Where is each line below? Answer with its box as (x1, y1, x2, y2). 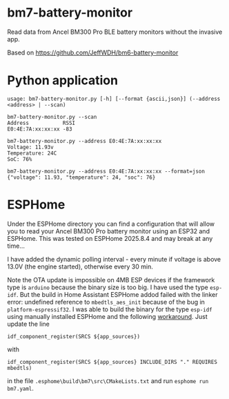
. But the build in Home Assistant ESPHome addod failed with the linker (16, 290, 218, 298)
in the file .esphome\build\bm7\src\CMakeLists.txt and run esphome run (7, 376, 209, 385)
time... (7, 242, 26, 250)
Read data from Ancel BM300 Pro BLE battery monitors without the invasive (7, 28, 223, 36)
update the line (7, 320, 50, 328)
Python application (7, 72, 119, 88)
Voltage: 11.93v (7, 144, 54, 150)
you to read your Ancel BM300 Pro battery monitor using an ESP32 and (7, 226, 210, 235)
